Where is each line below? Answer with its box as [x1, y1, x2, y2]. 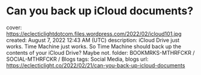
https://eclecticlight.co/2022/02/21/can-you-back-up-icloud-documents [6, 61, 185, 69]
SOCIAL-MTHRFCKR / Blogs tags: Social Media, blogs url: [6, 55, 149, 62]
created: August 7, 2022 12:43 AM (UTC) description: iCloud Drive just [6, 36, 180, 43]
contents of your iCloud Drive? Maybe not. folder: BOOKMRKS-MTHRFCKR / [6, 49, 195, 56]
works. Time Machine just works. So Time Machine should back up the [6, 43, 182, 50]
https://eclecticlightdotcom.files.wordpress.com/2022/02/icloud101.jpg [6, 30, 182, 37]
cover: [6, 24, 22, 31]
